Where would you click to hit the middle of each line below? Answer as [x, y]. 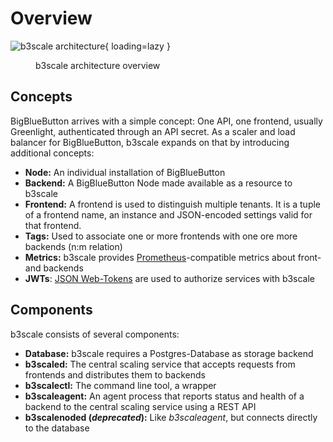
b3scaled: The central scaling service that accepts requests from [160, 364]
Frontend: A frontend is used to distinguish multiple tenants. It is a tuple [173, 204]
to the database [57, 428]
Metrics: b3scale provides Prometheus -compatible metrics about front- [173, 257]
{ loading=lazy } [137, 46]
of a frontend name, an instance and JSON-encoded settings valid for [168, 214]
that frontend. [53, 225]
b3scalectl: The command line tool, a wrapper [120, 385]
